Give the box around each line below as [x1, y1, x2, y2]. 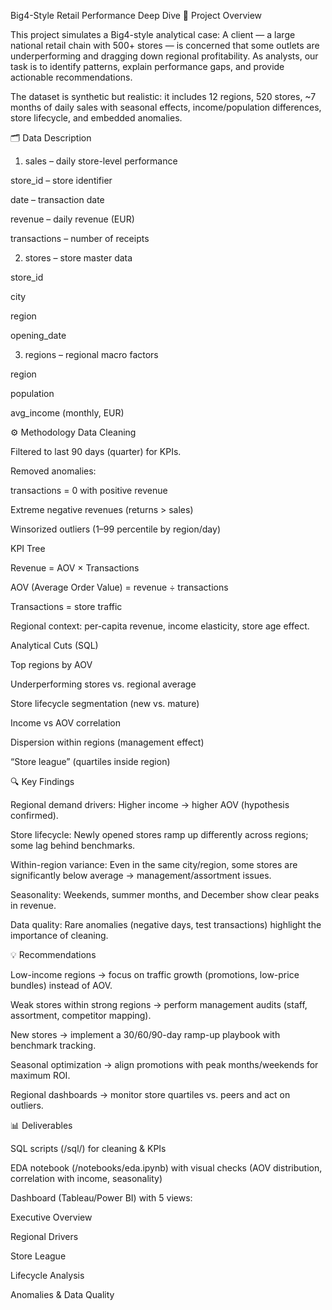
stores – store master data [24, 252, 133, 264]
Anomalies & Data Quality [10, 1289, 115, 1300]
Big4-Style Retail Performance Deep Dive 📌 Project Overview [10, 10, 263, 21]
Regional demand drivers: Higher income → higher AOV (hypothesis [10, 799, 290, 810]
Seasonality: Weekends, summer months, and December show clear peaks [10, 889, 320, 900]
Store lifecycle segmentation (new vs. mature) [10, 698, 200, 709]
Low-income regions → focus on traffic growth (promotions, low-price [10, 969, 300, 980]
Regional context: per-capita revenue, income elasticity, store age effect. [10, 620, 310, 632]
